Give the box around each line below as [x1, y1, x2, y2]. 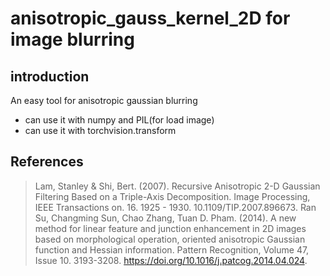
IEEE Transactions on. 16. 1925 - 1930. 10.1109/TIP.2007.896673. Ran [34, 201, 317, 213]
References [10, 153, 84, 171]
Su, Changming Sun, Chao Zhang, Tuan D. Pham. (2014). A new [34, 212, 297, 224]
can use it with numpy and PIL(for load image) [24, 114, 215, 126]
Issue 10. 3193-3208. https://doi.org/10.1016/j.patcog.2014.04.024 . [34, 254, 308, 266]
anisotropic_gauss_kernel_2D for [10, 7, 291, 30]
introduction [10, 68, 90, 85]
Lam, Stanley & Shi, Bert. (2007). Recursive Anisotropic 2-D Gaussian [34, 180, 321, 192]
